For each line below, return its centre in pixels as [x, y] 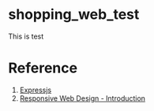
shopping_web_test [74, 15]
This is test [26, 36]
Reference [43, 68]
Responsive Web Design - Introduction [83, 98]
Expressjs [36, 90]
